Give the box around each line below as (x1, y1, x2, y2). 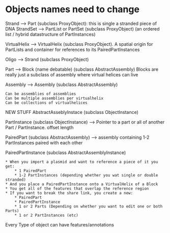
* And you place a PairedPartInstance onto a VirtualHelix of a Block (5, 182, 158, 187)
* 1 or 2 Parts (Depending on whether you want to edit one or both (14, 203, 163, 209)
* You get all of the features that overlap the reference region (5, 186, 149, 191)
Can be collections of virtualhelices (5, 100, 88, 105)
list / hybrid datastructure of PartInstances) (5, 31, 96, 37)
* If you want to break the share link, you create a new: (5, 190, 133, 195)
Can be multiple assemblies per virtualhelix (5, 96, 103, 101)
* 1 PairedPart (14, 168, 47, 173)
